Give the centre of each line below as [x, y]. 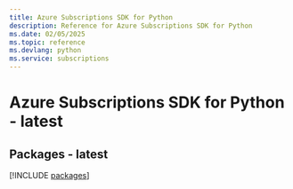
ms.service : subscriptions [59, 59]
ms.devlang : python [45, 51]
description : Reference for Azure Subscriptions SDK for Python [131, 26]
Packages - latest [59, 154]
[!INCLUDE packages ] [49, 175]
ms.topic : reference [48, 42]
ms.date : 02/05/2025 [48, 34]
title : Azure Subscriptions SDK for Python [91, 17]
